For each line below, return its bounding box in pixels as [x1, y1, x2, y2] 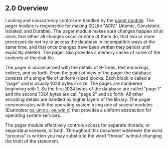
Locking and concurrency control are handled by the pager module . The [5, 17, 154, 23]
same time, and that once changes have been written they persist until [5, 44, 150, 50]
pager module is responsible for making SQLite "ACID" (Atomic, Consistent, [5, 23, 161, 29]
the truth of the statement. [5, 138, 60, 144]
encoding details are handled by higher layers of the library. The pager [5, 96, 151, 102]
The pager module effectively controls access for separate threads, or [5, 122, 150, 128]
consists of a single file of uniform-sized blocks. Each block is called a [5, 75, 150, 81]
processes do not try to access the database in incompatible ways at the [5, 39, 155, 45]
